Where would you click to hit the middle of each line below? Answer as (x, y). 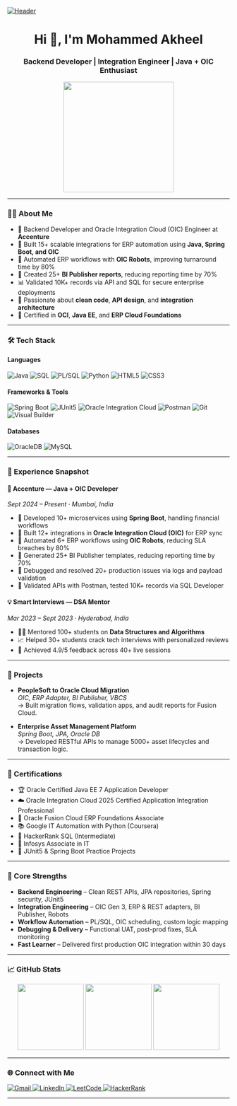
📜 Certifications (35, 774)
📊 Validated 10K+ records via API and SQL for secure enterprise (111, 282)
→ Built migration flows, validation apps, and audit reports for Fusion (117, 705)
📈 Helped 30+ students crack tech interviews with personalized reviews (123, 639)
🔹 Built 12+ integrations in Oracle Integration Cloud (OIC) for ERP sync (120, 533)
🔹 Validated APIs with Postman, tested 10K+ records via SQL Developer (121, 586)
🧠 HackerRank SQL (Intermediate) (67, 836)
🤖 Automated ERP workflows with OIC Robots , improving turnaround (117, 259)
